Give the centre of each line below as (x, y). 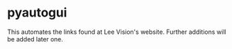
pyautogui (37, 13)
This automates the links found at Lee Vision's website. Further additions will (117, 32)
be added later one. (35, 39)
